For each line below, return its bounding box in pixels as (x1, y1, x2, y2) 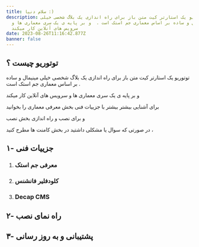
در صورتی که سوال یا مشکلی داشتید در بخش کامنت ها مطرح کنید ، (6, 126, 154, 133)
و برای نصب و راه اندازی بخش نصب (6, 114, 85, 121)
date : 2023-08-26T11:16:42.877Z (6, 31, 86, 37)
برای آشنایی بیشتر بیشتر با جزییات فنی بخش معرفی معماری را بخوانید (6, 103, 159, 110)
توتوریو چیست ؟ (6, 58, 58, 68)
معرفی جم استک (14, 161, 57, 169)
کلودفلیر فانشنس (14, 177, 59, 185)
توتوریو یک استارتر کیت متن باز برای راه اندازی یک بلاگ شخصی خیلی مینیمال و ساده (6, 73, 190, 81)
